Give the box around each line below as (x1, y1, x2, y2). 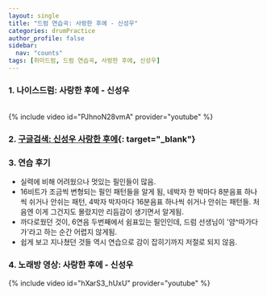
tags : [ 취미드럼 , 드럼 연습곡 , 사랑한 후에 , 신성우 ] (8, 57, 161, 65)
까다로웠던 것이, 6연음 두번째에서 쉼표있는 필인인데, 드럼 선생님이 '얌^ (19, 217, 240, 227)
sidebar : (8, 42, 38, 50)
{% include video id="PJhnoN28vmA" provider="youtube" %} (8, 112, 214, 121)
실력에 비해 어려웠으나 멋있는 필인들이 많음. (19, 177, 156, 187)
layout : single (8, 11, 60, 20)
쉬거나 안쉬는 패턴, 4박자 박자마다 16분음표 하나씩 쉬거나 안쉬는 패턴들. (28, 197, 252, 207)
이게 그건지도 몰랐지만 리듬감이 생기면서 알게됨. (35, 207, 184, 217)
